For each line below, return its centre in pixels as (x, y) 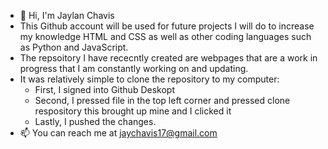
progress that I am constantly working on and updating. (134, 68)
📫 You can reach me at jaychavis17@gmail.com (118, 133)
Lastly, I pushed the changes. (95, 121)
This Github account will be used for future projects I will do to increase (167, 26)
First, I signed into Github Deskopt (104, 89)
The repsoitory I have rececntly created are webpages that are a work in (168, 58)
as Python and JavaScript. (74, 47)
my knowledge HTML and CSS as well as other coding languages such (165, 36)
